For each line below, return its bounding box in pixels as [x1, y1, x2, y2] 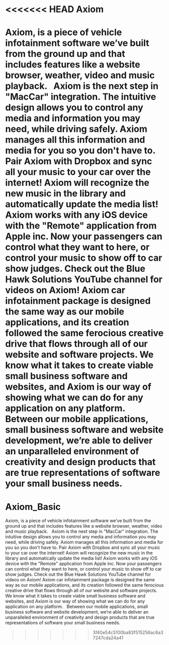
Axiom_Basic [5, 501, 61, 513]
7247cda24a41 [93, 635, 124, 641]
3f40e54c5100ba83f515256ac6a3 [93, 629, 163, 635]
